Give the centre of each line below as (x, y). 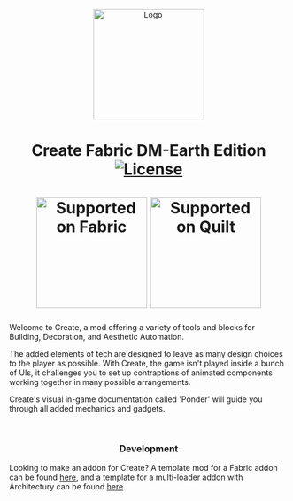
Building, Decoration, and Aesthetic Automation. (96, 336)
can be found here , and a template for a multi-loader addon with (126, 477)
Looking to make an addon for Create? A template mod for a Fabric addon (144, 468)
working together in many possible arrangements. (100, 382)
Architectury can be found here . (67, 487)
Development (149, 449)
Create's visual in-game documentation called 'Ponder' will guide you (136, 399)
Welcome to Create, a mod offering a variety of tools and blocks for (132, 327)
